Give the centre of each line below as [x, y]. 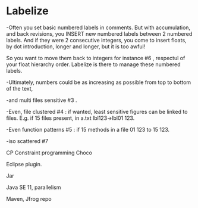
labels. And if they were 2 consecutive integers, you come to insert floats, [96, 40]
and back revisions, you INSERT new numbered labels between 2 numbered [99, 33]
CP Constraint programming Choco [49, 153]
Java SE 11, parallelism [34, 187]
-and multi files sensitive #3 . [42, 100]
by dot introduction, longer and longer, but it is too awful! [76, 46]
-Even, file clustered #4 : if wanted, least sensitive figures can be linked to [97, 111]
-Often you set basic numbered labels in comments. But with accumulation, [98, 27]
